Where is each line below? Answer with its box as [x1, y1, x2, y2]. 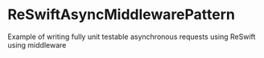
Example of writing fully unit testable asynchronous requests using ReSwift [7, 32, 256, 41]
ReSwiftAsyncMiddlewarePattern [7, 6, 235, 24]
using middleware [7, 40, 67, 49]
